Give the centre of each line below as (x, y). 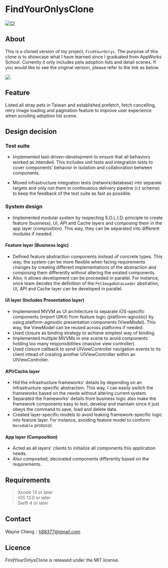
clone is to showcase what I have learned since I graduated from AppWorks (83, 57)
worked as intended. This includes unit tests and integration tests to (83, 162)
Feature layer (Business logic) (37, 245)
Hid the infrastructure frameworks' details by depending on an (77, 383)
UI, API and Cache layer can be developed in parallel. (68, 288)
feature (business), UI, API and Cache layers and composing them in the (87, 223)
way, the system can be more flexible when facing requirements (79, 262)
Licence (18, 548)
